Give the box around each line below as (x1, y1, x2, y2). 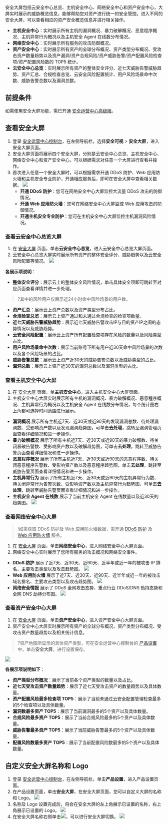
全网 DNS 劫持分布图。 (12, 591, 60, 597)
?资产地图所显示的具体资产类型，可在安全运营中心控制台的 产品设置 (17, 640, 157, 646)
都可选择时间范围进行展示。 (21, 408, 78, 414)
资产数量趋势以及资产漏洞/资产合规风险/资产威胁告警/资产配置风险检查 (16, 53, 162, 59)
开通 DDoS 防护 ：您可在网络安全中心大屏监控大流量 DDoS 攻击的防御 (19, 188, 162, 194)
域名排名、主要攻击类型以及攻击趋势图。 (12, 578, 96, 584)
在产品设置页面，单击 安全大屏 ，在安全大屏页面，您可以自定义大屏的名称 (12, 788, 161, 794)
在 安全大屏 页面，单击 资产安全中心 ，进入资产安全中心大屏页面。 (12, 617, 146, 623)
